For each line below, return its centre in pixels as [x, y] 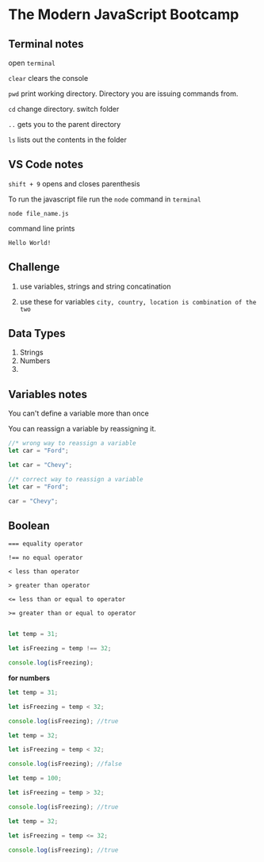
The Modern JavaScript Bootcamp [124, 15]
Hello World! [30, 243]
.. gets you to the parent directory [65, 124]
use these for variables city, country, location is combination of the [138, 301]
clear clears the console [48, 78]
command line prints [42, 228]
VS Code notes [46, 165]
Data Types [37, 333]
